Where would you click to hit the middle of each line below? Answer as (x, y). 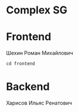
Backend (28, 87)
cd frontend (20, 64)
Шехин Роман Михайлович (39, 53)
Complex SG (37, 10)
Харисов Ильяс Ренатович (39, 103)
